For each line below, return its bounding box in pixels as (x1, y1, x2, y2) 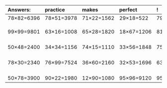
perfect (119, 6, 138, 13)
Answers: (7, 6, 31, 13)
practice (44, 6, 65, 13)
